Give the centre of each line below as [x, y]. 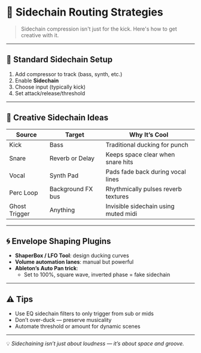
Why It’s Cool [149, 134]
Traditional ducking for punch [147, 144]
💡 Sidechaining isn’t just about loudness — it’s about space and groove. [95, 343]
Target [75, 134]
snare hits [119, 162]
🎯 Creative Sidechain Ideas [57, 118]
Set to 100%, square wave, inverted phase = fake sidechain [97, 274]
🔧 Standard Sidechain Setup [60, 60]
